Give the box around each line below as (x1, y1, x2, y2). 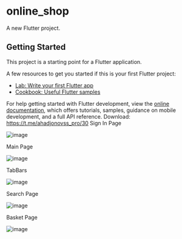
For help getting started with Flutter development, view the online (6, 100, 170, 107)
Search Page (6, 190, 38, 197)
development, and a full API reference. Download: (6, 113, 130, 120)
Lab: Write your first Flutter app (15, 81, 94, 89)
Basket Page (6, 213, 38, 221)
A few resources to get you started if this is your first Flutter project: (6, 70, 176, 77)
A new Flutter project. (6, 24, 61, 32)
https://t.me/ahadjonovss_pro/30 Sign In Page (6, 119, 122, 126)
